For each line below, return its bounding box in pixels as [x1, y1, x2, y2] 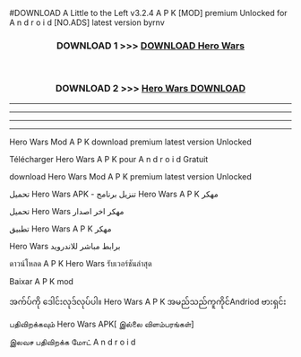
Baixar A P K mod [9, 275, 74, 286]
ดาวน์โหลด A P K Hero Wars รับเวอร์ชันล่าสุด [9, 257, 152, 268]
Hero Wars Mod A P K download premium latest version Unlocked [9, 136, 253, 147]
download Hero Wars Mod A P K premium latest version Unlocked [9, 170, 253, 182]
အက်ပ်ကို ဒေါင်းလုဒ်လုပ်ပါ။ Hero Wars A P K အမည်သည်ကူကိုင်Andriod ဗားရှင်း [9, 296, 287, 307]
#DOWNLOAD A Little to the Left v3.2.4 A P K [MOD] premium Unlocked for [9, 8, 288, 18]
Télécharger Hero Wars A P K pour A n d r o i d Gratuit [9, 153, 209, 164]
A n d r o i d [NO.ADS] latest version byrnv [9, 17, 166, 28]
